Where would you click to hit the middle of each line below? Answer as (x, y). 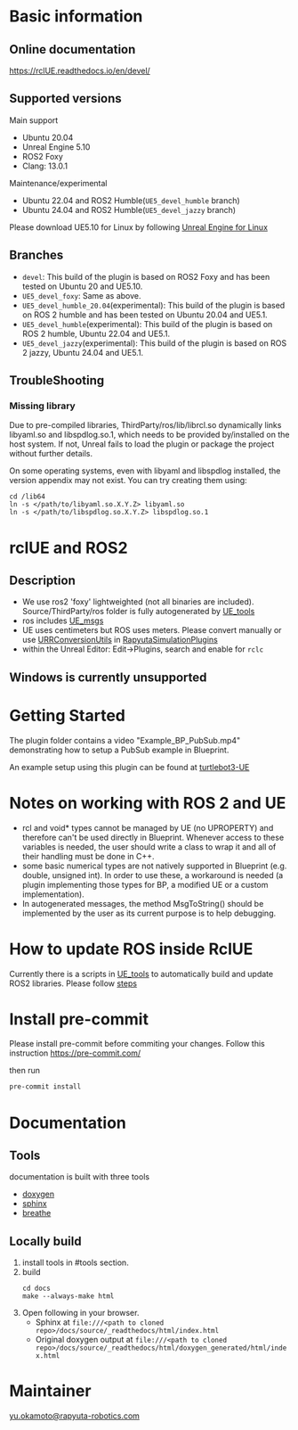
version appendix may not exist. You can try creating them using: (128, 481)
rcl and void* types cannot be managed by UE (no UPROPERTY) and (148, 827)
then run (25, 1071)
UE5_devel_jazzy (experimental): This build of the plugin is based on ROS (154, 343)
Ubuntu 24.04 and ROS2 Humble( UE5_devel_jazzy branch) (129, 210)
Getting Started (68, 715)
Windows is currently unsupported (108, 677)
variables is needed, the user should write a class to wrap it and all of (149, 846)
